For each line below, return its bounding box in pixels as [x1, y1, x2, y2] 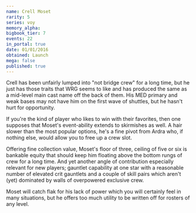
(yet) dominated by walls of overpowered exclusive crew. [6, 177, 144, 184]
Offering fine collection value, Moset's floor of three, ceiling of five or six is [6, 146, 187, 153]
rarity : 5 [6, 14, 31, 20]
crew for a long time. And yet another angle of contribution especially [6, 158, 174, 165]
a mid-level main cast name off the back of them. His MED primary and [6, 92, 178, 99]
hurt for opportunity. [6, 104, 56, 111]
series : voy [6, 19, 35, 25]
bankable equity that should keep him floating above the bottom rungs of [6, 152, 183, 159]
